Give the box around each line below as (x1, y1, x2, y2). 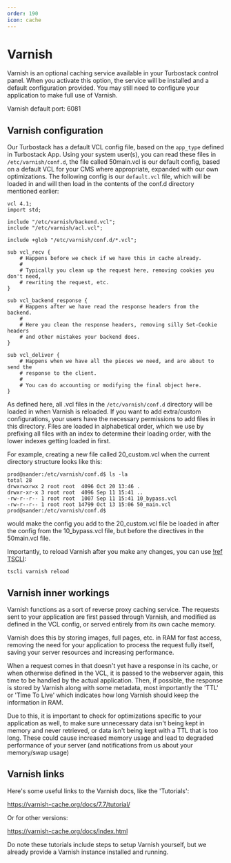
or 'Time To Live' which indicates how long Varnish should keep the (7, 691, 199, 699)
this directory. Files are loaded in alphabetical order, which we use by (7, 423, 204, 431)
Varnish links (7, 768, 65, 780)
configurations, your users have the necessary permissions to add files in (7, 415, 216, 423)
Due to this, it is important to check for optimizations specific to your (7, 712, 202, 720)
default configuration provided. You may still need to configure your (7, 84, 200, 92)
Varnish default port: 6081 (7, 104, 81, 113)
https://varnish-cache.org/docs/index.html (7, 827, 128, 835)
